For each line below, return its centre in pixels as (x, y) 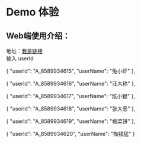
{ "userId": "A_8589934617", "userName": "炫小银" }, (70, 96)
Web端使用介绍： (38, 36)
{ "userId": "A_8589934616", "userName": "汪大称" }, (71, 84)
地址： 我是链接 (24, 51)
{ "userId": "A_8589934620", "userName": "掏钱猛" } (70, 134)
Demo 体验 (33, 12)
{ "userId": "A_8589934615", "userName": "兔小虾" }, (71, 71)
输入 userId (20, 58)
